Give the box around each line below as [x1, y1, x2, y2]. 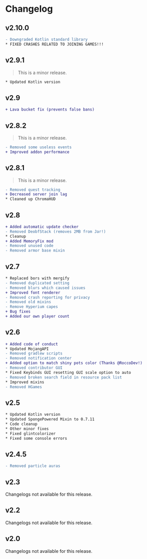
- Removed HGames [5, 384, 42, 389]
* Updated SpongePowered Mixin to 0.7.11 [5, 417, 95, 422]
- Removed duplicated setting [5, 280, 70, 285]
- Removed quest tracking [5, 187, 60, 192]
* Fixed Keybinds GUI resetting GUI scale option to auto [5, 370, 131, 375]
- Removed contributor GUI [5, 365, 63, 371]
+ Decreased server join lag [5, 192, 67, 197]
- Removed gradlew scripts [5, 351, 63, 356]
